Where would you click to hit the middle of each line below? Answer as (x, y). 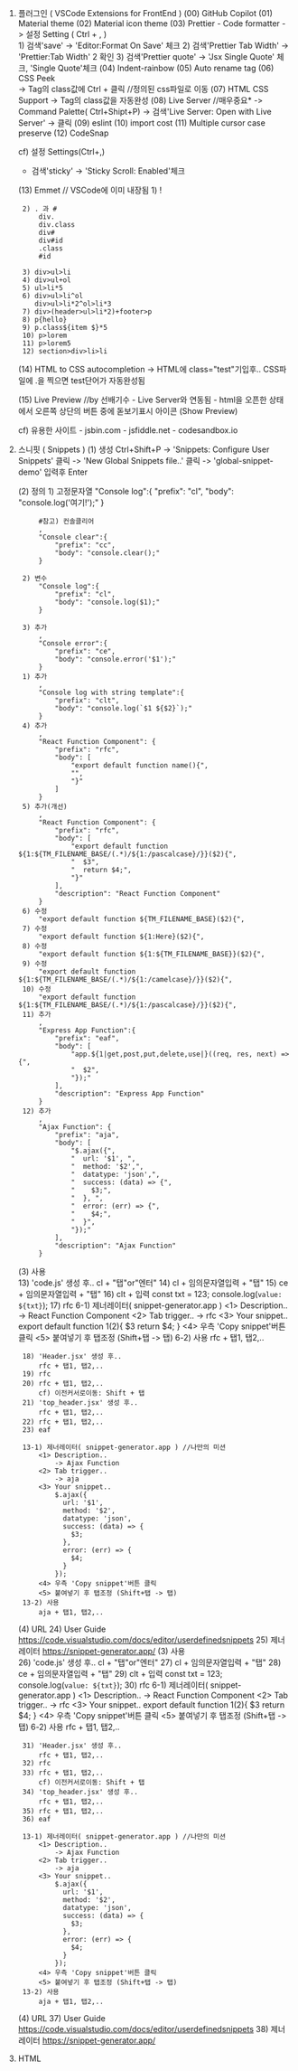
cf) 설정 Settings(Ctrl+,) (61, 151)
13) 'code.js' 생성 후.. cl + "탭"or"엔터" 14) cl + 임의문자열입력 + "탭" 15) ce (153, 1283)
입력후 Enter (66, 472)
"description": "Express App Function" (130, 1094)
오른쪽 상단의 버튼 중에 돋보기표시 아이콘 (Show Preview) (136, 411)
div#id (51, 240)
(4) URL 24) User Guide (62, 1629)
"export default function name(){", (140, 766)
